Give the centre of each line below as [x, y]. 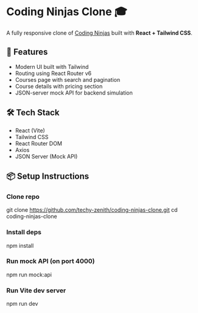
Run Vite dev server [36, 290]
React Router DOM [39, 143]
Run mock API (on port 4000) [51, 261]
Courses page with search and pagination [68, 79]
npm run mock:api [29, 275]
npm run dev [22, 304]
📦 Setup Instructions [48, 176]
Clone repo [23, 196]
